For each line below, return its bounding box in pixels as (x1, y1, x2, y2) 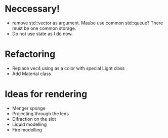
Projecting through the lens (12, 110, 69, 117)
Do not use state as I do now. (12, 30, 73, 37)
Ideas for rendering (5, 88, 88, 100)
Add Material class (12, 71, 51, 77)
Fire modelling (12, 126, 43, 132)
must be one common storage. (12, 25, 76, 31)
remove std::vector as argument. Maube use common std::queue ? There (12, 20, 163, 26)
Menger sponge (12, 105, 46, 111)
